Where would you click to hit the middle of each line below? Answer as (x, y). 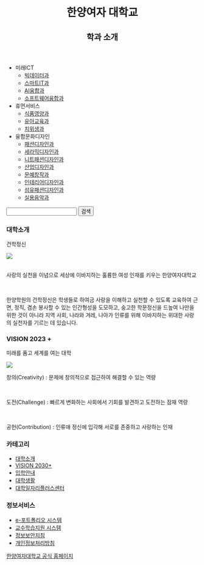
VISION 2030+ (33, 465)
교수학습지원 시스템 (38, 527)
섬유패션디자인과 (44, 189)
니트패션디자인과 (44, 159)
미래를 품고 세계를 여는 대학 (39, 353)
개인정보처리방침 (35, 543)
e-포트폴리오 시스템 (38, 520)
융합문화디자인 (32, 136)
